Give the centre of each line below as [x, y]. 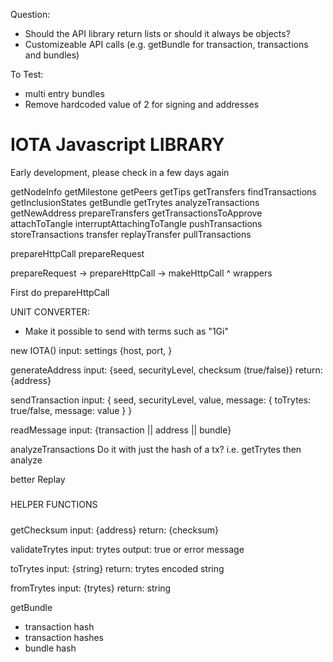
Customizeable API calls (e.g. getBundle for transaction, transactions [166, 44]
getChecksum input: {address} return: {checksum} [115, 530]
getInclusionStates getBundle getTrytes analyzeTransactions [135, 202]
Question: [30, 14]
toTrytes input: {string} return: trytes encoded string [117, 568]
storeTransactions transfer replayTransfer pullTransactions [131, 234]
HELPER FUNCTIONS [54, 505]
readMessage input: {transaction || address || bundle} [121, 430]
